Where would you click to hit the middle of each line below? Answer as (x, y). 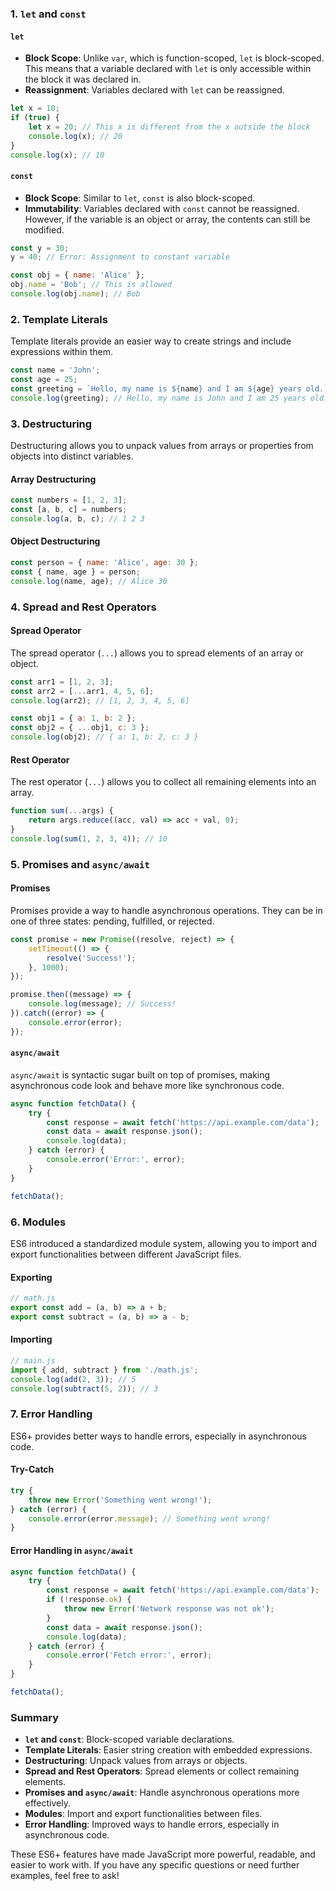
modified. (44, 229)
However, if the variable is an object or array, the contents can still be (167, 219)
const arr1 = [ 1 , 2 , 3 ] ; (62, 682)
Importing (31, 1339)
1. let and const (48, 14)
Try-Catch (32, 1469)
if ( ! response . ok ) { (89, 1600)
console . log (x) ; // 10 (57, 155)
